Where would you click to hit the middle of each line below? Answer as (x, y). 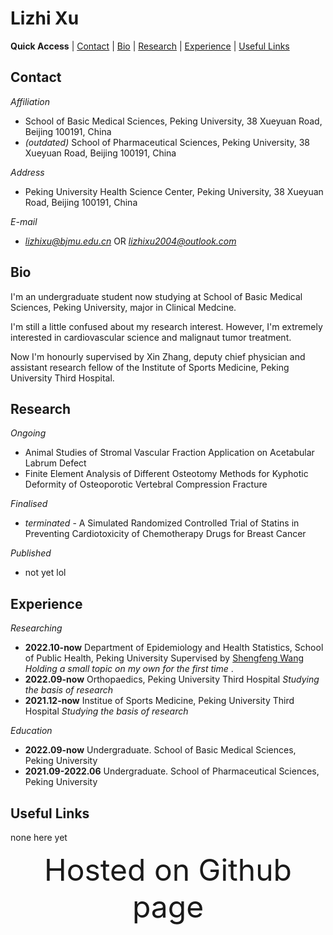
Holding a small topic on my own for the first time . (129, 669)
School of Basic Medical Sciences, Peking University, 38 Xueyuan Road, (173, 121)
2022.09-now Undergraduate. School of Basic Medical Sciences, (160, 750)
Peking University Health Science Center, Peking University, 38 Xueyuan (174, 191)
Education (31, 731)
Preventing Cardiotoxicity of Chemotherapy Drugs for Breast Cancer (165, 534)
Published (31, 553)
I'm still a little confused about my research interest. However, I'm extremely (166, 326)
